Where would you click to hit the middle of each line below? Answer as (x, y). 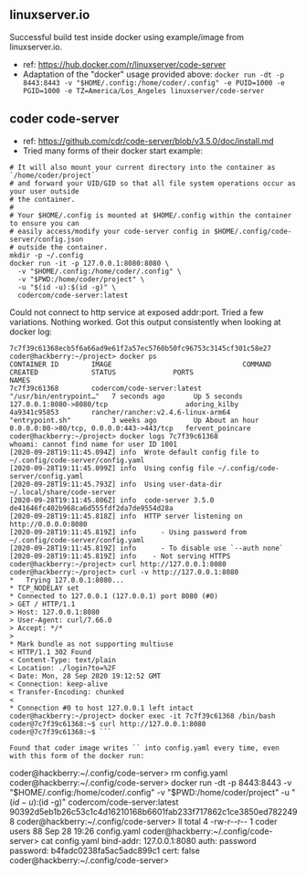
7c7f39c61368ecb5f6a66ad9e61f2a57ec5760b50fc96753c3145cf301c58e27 (141, 348)
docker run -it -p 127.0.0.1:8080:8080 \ (90, 263)
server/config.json (47, 239)
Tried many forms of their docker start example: (113, 151)
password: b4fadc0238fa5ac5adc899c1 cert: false (105, 850)
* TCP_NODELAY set (44, 588)
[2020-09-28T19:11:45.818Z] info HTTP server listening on (127, 516)
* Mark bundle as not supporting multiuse (91, 644)
